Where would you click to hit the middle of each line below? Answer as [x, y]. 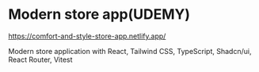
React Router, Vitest [40, 59]
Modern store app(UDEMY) [99, 14]
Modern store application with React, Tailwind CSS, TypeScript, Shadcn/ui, [130, 51]
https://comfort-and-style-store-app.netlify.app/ [87, 36]
